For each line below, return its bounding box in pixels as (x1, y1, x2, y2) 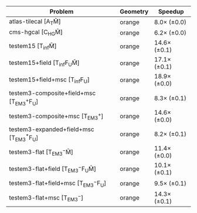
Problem (49, 8, 74, 15)
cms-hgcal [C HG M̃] (9, 28, 63, 37)
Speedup (158, 8, 184, 15)
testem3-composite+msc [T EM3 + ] (9, 111, 104, 122)
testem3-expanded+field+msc (9, 125, 95, 133)
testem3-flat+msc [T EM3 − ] (9, 193, 84, 203)
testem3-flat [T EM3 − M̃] (9, 147, 73, 157)
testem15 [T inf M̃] (9, 42, 57, 51)
